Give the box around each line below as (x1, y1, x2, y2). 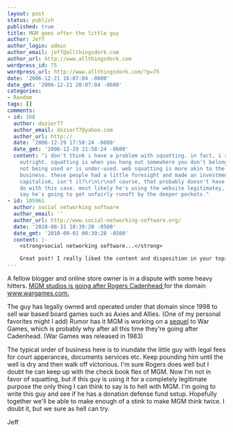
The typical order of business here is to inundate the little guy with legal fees (7, 345, 226, 354)
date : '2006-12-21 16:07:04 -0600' (7, 74, 110, 82)
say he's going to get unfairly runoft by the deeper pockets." (19, 191, 209, 198)
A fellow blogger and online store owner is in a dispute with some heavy (7, 274, 213, 282)
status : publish (7, 17, 54, 24)
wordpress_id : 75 (7, 62, 58, 69)
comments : (7, 107, 36, 114)
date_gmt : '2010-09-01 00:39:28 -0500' (13, 230, 129, 237)
